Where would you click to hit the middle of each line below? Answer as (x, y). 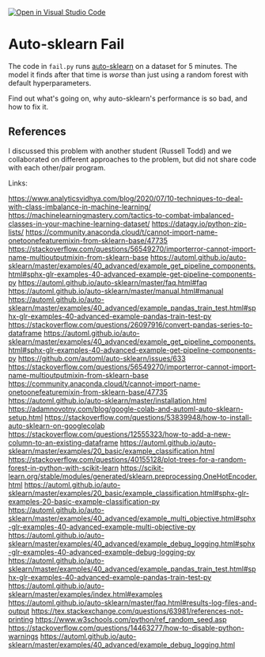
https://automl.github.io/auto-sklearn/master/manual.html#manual (116, 291)
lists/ (16, 232)
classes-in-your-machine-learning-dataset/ (79, 223)
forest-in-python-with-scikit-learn (63, 468)
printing (21, 619)
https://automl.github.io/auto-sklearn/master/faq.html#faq (113, 282)
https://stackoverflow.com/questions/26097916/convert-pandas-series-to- (131, 324)
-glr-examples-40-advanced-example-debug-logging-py (102, 552)
